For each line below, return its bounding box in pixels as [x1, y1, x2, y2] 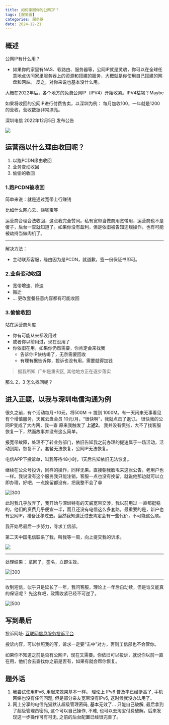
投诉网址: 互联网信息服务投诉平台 [5, 631, 74, 637]
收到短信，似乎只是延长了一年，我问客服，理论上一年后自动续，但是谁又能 [5, 584, 159, 590]
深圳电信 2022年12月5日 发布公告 [5, 117, 74, 124]
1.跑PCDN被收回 [5, 184, 45, 191]
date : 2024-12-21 [5, 21, 42, 27]
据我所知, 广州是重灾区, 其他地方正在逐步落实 [17, 368, 111, 374]
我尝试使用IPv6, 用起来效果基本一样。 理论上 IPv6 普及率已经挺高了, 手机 [12, 689, 163, 695]
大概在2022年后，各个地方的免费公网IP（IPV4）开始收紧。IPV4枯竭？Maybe [5, 90, 164, 96]
